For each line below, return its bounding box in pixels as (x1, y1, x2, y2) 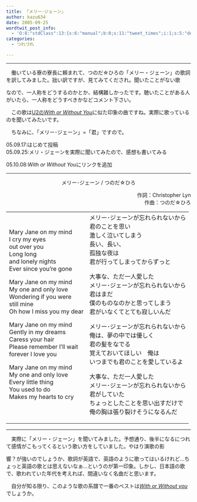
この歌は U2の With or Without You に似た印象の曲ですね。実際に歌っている (11, 108, 190, 115)
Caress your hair (9, 335, 55, 343)
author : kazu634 (6, 14, 46, 20)
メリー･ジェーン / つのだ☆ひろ (61, 179, 136, 186)
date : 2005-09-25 (6, 19, 49, 25)
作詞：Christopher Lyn (137, 191, 191, 198)
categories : (6, 36, 35, 42)
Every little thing (9, 378, 54, 386)
